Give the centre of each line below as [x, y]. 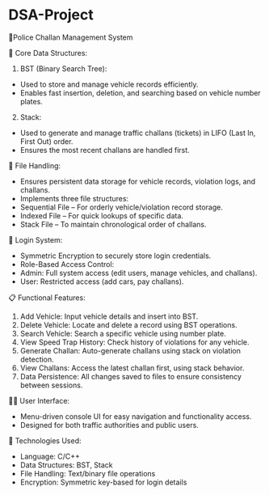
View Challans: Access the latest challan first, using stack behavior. [132, 368]
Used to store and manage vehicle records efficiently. [109, 84]
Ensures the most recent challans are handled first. [105, 150]
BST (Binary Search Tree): [63, 68]
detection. [37, 359]
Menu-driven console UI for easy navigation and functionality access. [136, 416]
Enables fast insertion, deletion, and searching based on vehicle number [140, 93]
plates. [31, 101]
